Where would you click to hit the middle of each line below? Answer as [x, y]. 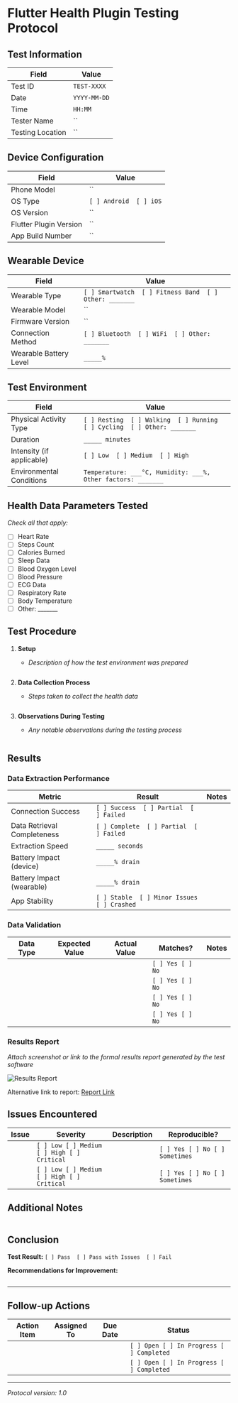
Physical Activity [38, 419]
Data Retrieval [34, 826]
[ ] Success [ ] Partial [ [145, 808]
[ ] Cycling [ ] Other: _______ [140, 427]
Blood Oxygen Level [47, 569]
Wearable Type [36, 295]
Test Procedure [42, 632]
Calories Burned [41, 552]
